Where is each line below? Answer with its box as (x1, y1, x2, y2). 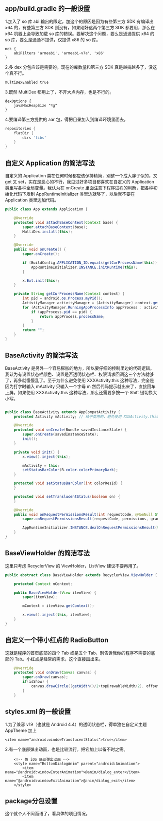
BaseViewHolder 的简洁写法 (5, 549, 90, 557)
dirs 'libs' (22, 135, 47, 140)
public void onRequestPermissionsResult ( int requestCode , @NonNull (14, 512, 153, 517)
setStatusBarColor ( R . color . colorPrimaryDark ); (22, 468, 118, 473)
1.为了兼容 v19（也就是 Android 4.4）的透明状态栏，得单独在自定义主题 (5, 721, 147, 727)
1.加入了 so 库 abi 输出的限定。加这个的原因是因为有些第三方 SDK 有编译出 (5, 18, 154, 24)
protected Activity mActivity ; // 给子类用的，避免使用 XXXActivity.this (14, 414, 159, 419)
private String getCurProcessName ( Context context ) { (14, 292, 125, 296)
